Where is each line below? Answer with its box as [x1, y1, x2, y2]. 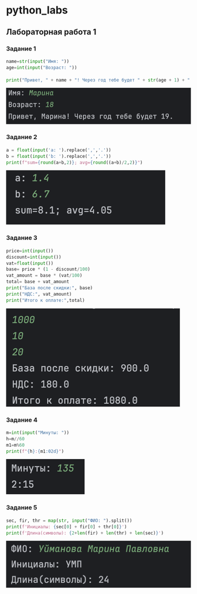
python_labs [6, 4, 69, 17]
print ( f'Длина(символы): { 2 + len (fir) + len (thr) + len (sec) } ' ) [6, 530, 164, 536]
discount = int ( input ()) [6, 254, 62, 260]
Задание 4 [6, 416, 38, 424]
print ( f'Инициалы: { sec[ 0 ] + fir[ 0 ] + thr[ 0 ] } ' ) [6, 524, 127, 529]
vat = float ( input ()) [6, 260, 54, 266]
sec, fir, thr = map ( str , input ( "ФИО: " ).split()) [6, 517, 133, 524]
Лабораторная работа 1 [6, 27, 97, 37]
